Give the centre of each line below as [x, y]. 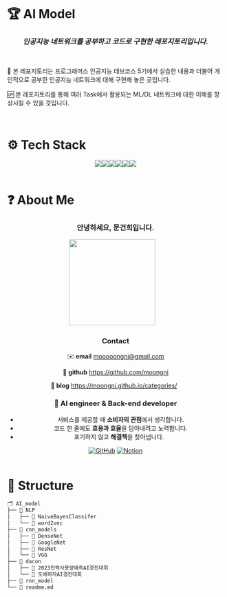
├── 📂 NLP [21, 510]
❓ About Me [41, 200]
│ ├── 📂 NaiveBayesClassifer [52, 517]
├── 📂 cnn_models [32, 529]
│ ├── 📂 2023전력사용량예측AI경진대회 [58, 568]
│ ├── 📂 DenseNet [35, 536]
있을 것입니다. [51, 103]
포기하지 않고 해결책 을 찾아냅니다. [119, 436]
